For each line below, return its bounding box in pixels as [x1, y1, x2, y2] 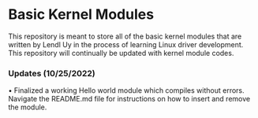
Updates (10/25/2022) [8, 68, 96, 79]
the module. [8, 102, 47, 112]
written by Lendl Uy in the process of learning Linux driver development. [8, 39, 244, 49]
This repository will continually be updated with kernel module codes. [8, 48, 234, 57]
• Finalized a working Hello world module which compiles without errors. [8, 86, 245, 95]
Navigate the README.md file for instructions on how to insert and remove [8, 94, 251, 104]
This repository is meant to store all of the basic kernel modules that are [8, 31, 242, 41]
